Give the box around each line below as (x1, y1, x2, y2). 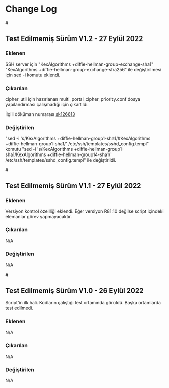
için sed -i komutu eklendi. (5, 72, 61, 78)
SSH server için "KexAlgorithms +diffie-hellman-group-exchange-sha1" (5, 61, 154, 67)
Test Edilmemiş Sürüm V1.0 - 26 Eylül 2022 (5, 286, 144, 295)
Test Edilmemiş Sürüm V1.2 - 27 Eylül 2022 (5, 34, 143, 43)
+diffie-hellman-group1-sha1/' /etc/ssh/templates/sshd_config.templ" (5, 141, 149, 147)
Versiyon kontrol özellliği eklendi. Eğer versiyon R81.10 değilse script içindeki (5, 208, 164, 214)
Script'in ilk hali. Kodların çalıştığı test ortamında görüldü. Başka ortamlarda (5, 300, 161, 306)
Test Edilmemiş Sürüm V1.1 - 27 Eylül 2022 (5, 181, 141, 190)
